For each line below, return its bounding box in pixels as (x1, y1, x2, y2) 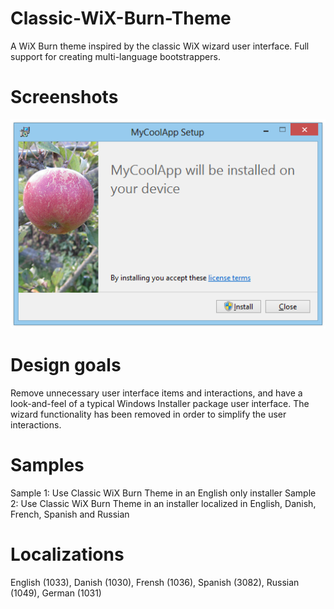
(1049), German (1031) (10, 587, 102, 599)
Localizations (10, 543, 125, 566)
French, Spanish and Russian (10, 508, 130, 520)
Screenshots (10, 86, 119, 109)
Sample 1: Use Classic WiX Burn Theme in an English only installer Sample (10, 487, 317, 499)
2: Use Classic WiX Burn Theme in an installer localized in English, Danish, (10, 497, 317, 509)
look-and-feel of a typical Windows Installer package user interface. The (10, 397, 310, 409)
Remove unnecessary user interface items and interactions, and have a (10, 387, 303, 399)
